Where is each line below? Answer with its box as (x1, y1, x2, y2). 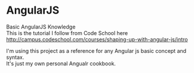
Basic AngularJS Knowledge (6, 23, 76, 30)
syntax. (6, 53, 24, 61)
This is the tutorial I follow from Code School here (6, 29, 128, 36)
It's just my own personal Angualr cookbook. (6, 60, 116, 67)
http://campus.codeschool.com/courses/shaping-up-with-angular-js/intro (6, 36, 188, 43)
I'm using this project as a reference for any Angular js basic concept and (6, 47, 187, 54)
